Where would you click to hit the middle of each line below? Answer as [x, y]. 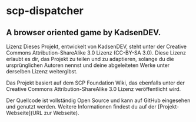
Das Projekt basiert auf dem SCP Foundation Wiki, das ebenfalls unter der [96, 83]
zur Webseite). [62, 113]
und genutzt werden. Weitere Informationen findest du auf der [82, 106]
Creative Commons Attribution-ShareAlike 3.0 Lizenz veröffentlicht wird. [94, 89]
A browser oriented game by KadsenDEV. [84, 33]
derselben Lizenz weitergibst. [42, 71]
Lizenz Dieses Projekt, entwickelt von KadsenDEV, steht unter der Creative [97, 46]
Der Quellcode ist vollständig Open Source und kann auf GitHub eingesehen [98, 100]
